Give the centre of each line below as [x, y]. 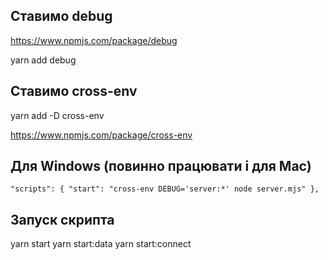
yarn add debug [43, 60]
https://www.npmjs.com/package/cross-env [101, 135]
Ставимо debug [61, 16]
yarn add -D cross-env [57, 115]
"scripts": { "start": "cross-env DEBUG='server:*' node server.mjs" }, [165, 189]
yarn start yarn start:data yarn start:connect [101, 244]
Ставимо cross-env [74, 91]
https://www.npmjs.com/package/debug [94, 40]
